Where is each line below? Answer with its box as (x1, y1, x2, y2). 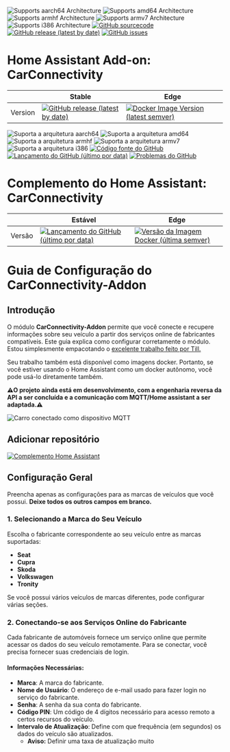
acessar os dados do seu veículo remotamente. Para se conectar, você (7, 641, 207, 649)
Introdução (7, 304, 55, 316)
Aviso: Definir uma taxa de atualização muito (27, 737, 155, 745)
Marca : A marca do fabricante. (16, 679, 104, 687)
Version (10, 107, 36, 117)
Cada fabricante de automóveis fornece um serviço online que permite (7, 633, 207, 641)
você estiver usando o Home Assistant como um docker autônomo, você (7, 365, 212, 374)
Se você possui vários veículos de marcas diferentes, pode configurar (7, 593, 205, 601)
